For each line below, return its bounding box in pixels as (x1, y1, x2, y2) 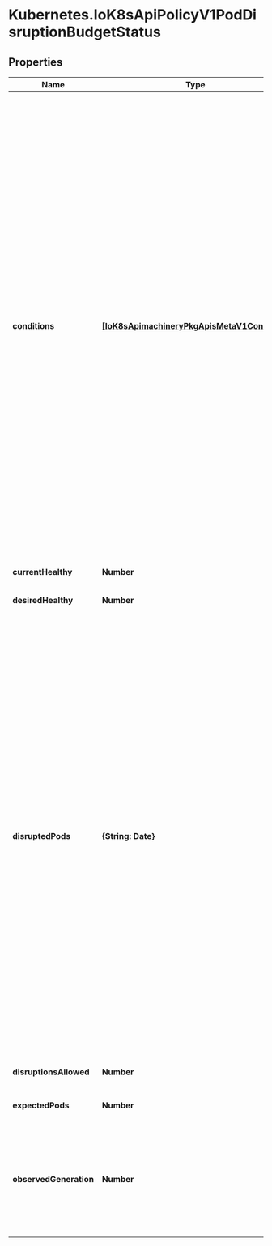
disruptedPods (12, 831, 71, 841)
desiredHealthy (12, 595, 74, 606)
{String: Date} (101, 831, 155, 841)
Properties (8, 55, 63, 69)
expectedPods (12, 1099, 70, 1111)
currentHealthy (12, 567, 73, 577)
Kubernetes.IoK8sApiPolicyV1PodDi (8, 6, 257, 24)
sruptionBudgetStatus (8, 23, 162, 41)
